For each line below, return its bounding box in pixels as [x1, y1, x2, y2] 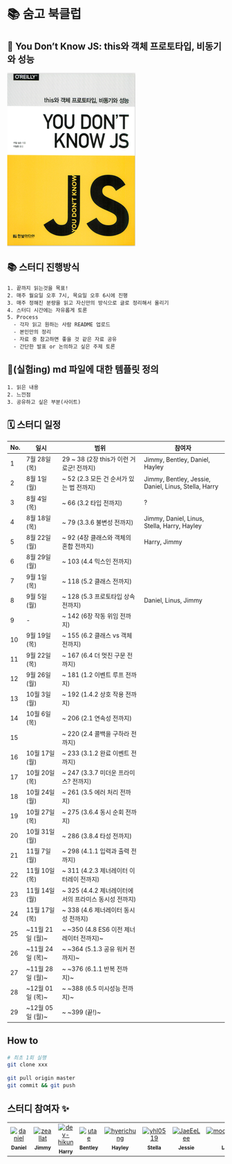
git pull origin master [7, 1075, 76, 1082]
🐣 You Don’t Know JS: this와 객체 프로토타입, [7, 40, 195, 52]
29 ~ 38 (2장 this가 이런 [61, 455, 129, 464]
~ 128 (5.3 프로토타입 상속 [61, 592, 135, 600]
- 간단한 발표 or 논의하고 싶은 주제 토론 [13, 343, 116, 350]
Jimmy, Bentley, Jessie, [144, 475, 211, 484]
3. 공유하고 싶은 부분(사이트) [7, 398, 81, 405]
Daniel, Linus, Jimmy [144, 597, 202, 605]
